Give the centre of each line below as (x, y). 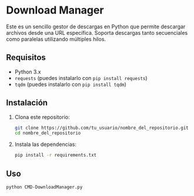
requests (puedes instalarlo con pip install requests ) (81, 78)
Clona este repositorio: (42, 117)
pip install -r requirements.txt (56, 155)
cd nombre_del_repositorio (48, 133)
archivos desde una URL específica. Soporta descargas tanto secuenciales (97, 32)
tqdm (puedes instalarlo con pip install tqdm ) (70, 84)
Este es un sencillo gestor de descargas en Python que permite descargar (96, 26)
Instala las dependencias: (45, 144)
